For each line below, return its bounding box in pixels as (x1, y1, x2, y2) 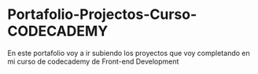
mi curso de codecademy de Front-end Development (7, 57, 179, 66)
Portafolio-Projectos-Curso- (7, 6, 197, 24)
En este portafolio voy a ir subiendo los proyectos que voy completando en (7, 48, 250, 57)
